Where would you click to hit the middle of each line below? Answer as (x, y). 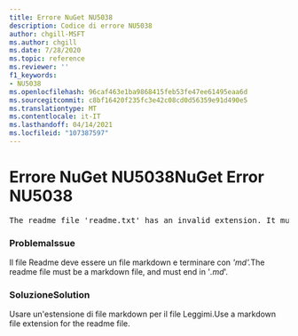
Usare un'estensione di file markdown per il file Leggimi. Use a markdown (143, 314)
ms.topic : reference (47, 59)
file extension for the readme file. (70, 324)
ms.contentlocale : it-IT (55, 116)
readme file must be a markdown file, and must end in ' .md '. (119, 272)
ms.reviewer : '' (39, 68)
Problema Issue (42, 243)
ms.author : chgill (43, 42)
